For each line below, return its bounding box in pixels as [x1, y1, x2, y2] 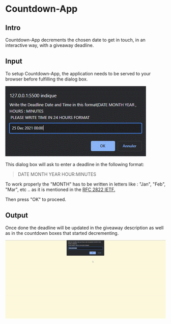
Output [5, 211, 28, 220]
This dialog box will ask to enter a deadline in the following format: [5, 161, 144, 167]
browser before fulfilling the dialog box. [5, 76, 88, 82]
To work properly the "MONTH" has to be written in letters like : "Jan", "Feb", [5, 181, 166, 187]
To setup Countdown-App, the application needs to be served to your [5, 70, 151, 76]
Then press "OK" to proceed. [5, 196, 66, 202]
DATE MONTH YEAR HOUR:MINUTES [17, 171, 97, 177]
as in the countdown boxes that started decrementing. [5, 230, 119, 236]
